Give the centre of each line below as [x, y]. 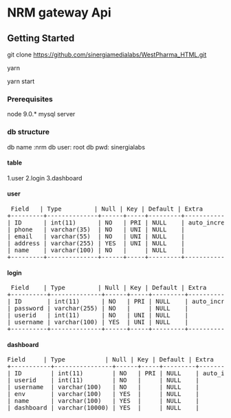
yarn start [21, 81]
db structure [29, 132]
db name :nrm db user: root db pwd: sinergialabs [76, 147]
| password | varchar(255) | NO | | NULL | [98, 309]
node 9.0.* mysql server [41, 114]
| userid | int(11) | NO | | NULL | [103, 380]
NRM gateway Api [59, 13]
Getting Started [41, 38]
